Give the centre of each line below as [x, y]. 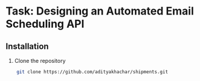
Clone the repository [40, 61]
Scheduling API [45, 24]
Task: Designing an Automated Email [100, 11]
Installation [27, 46]
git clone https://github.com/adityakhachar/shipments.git [92, 72]
